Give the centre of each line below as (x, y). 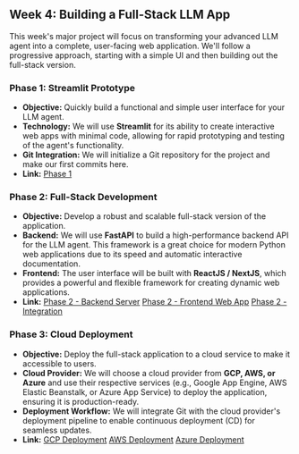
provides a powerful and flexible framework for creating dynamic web (151, 283)
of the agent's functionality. (73, 146)
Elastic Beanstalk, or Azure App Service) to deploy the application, (145, 391)
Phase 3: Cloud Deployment (71, 334)
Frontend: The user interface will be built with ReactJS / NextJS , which (154, 273)
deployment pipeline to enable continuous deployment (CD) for (138, 420)
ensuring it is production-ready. (81, 401)
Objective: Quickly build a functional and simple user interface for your (153, 107)
